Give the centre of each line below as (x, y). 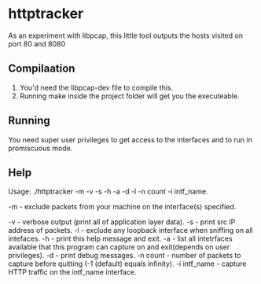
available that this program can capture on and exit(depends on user (119, 247)
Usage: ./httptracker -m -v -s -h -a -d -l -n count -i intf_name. (108, 192)
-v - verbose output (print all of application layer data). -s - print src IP (122, 222)
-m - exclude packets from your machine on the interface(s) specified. (122, 207)
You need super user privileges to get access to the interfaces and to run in (130, 139)
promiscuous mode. (40, 148)
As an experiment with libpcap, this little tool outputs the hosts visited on (126, 35)
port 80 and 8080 (37, 43)
